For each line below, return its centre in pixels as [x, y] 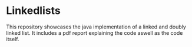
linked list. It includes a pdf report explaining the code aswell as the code [95, 32]
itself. [13, 39]
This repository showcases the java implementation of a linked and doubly [96, 27]
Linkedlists [33, 11]
